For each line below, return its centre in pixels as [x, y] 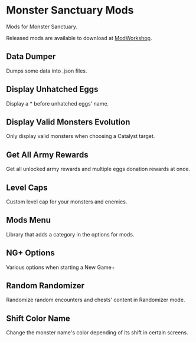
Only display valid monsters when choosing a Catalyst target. [81, 136]
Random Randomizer [45, 286]
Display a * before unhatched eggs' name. [58, 103]
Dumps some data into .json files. [47, 71]
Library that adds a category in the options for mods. [70, 234]
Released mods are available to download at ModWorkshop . [79, 38]
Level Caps [27, 187]
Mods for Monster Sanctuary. [42, 27]
